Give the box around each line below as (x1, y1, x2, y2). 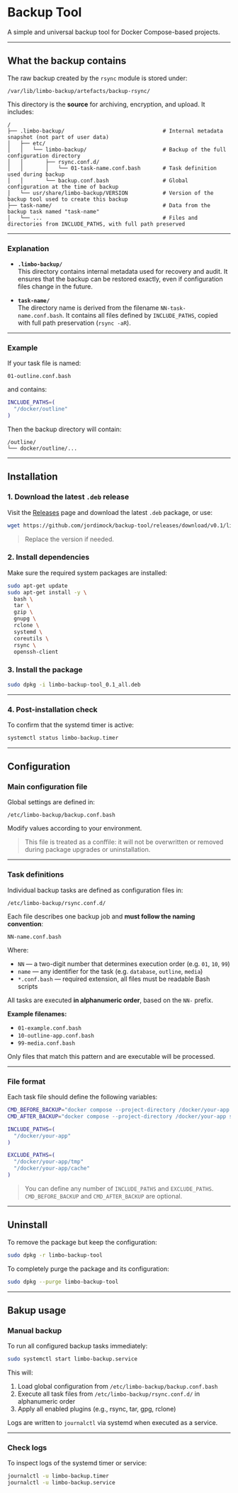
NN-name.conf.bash (7, 933, 62, 940)
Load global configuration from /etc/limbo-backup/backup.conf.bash (17, 1382, 218, 1391)
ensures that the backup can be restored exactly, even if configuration (17, 274, 223, 284)
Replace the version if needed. (24, 535, 115, 543)
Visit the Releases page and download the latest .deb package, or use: (7, 508, 212, 516)
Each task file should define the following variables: (7, 1093, 158, 1101)
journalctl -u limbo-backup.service (7, 1480, 115, 1487)
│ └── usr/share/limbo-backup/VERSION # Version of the (7, 189, 214, 196)
